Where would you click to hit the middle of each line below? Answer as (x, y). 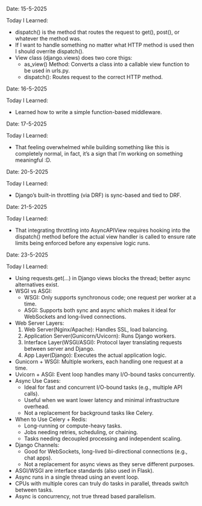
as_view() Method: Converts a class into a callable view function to (107, 64)
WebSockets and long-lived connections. (75, 317)
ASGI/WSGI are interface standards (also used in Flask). (84, 471)
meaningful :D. (33, 160)
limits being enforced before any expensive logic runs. (82, 243)
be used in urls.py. (47, 71)
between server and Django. (59, 349)
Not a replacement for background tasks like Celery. (89, 413)
